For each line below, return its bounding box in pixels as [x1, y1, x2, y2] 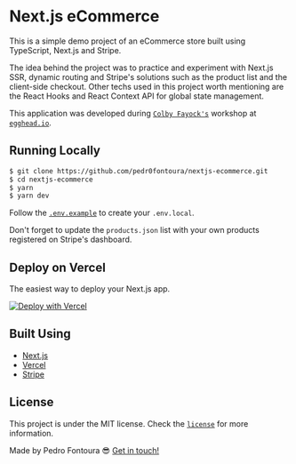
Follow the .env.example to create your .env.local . [9, 207, 195, 219]
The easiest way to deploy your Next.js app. [9, 284, 171, 294]
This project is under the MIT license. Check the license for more [9, 418, 249, 428]
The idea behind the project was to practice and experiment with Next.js [9, 62, 274, 73]
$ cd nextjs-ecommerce [9, 175, 93, 184]
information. [9, 428, 54, 438]
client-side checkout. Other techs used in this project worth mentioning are [9, 81, 284, 92]
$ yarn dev [9, 191, 50, 201]
